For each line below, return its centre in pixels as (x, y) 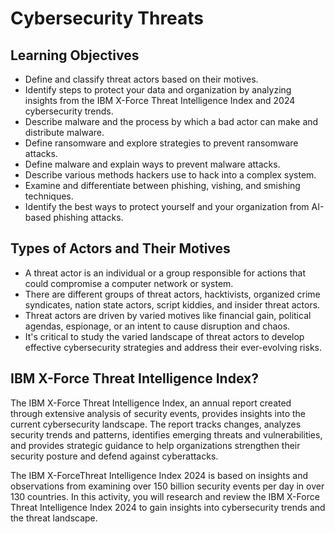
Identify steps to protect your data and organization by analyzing (158, 90)
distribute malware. (64, 132)
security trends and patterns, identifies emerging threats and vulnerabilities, (166, 434)
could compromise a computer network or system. (129, 283)
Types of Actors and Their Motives (120, 248)
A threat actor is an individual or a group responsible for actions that (165, 273)
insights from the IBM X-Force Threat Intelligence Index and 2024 (160, 100)
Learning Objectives (75, 55)
